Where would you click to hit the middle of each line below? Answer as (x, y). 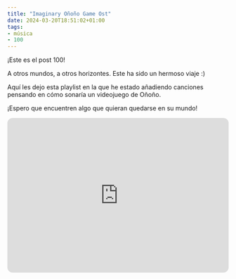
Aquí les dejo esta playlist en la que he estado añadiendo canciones (105, 87)
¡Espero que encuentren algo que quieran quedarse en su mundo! (103, 108)
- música (20, 33)
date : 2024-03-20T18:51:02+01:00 (56, 20)
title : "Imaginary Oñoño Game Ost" (59, 14)
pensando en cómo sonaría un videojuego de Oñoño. (84, 95)
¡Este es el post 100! (36, 60)
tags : (15, 27)
